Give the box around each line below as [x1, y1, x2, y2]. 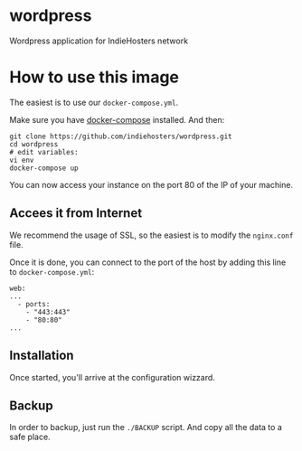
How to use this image [9, 67, 179, 88]
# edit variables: [9, 147, 79, 156]
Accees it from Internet [9, 205, 143, 221]
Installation [9, 348, 74, 363]
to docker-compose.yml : [9, 266, 95, 277]
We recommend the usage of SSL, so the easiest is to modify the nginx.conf [9, 230, 294, 240]
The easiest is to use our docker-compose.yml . [9, 97, 179, 108]
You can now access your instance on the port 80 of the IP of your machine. [9, 179, 294, 190]
